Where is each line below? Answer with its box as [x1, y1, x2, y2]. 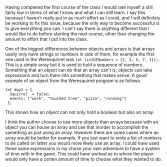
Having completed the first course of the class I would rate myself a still [5, 4, 153, 10]
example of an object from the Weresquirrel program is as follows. [5, 77, 141, 83]
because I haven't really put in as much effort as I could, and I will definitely [5, 15, 160, 20]
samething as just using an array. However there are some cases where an [5, 129, 159, 135]
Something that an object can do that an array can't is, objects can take [5, 67, 152, 73]
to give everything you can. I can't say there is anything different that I [5, 25, 150, 31]
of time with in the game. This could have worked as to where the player [5, 151, 154, 156]
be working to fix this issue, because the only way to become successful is [5, 20, 160, 26]
